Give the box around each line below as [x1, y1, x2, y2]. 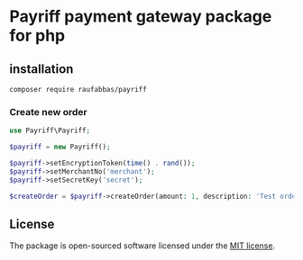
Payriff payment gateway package [9, 6, 272, 27]
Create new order [9, 105, 87, 118]
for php [9, 25, 66, 46]
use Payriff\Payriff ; [9, 126, 91, 136]
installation [9, 61, 74, 76]
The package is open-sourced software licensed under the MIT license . [9, 240, 276, 251]
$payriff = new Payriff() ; [9, 142, 111, 152]
